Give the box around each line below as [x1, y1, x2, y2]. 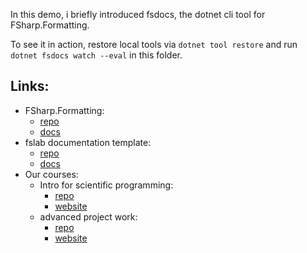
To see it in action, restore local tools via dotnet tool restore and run [10, 39, 298, 50]
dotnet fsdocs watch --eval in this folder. [10, 49, 183, 61]
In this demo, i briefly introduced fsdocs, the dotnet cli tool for [10, 9, 266, 20]
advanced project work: [39, 210, 138, 223]
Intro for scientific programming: [39, 179, 174, 191]
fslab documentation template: [24, 136, 152, 148]
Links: [10, 78, 50, 95]
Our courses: [24, 168, 79, 180]
